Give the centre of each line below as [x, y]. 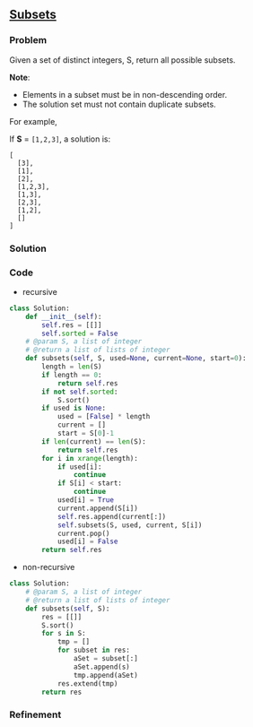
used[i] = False [87, 541]
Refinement [35, 714]
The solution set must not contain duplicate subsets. [119, 104]
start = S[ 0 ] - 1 [86, 434]
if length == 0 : [72, 375]
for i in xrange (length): [90, 458]
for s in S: [64, 634]
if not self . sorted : [80, 392]
